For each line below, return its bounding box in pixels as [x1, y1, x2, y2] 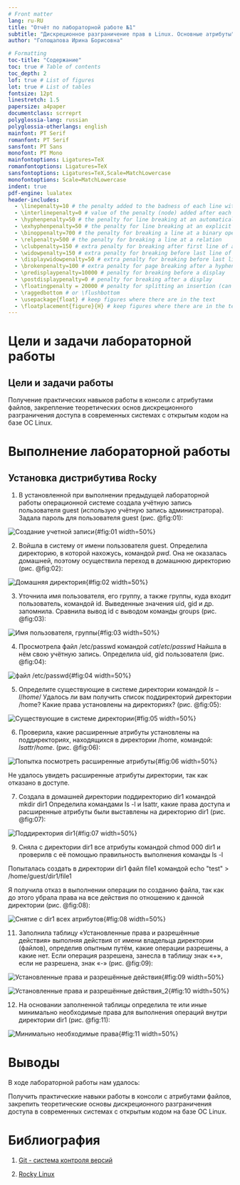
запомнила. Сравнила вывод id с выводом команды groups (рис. [18, 607, 216, 615]
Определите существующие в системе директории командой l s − [18, 685, 219, 694]
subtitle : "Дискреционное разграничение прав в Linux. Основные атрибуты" [8, 30, 235, 38]
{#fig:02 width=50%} [85, 578, 149, 587]
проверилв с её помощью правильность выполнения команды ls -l [18, 851, 224, 859]
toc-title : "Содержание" [8, 56, 82, 64]
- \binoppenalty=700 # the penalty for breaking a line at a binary [14, 229, 222, 237]
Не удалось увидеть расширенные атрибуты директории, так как [8, 771, 209, 780]
